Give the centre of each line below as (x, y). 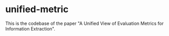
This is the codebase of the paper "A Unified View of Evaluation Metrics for (84, 23)
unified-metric (37, 9)
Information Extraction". (30, 28)
